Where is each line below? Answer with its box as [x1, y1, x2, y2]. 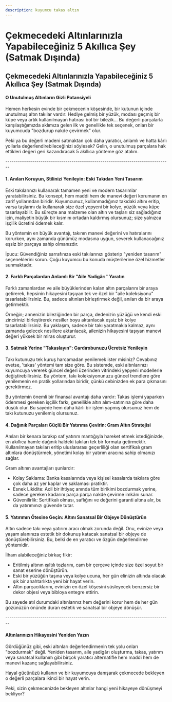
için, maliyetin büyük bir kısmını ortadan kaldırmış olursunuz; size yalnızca [5, 214, 162, 221]
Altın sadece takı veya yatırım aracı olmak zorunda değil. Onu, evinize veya [5, 526, 163, 532]
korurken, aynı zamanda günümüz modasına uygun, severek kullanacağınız [5, 235, 164, 242]
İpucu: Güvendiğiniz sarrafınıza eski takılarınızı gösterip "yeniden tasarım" [5, 250, 162, 257]
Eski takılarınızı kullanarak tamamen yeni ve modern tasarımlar [5, 187, 137, 193]
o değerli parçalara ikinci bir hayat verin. [5, 675, 91, 681]
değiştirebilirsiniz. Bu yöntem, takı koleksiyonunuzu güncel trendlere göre [5, 373, 161, 379]
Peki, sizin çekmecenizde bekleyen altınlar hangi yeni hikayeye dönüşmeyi [5, 685, 163, 691]
